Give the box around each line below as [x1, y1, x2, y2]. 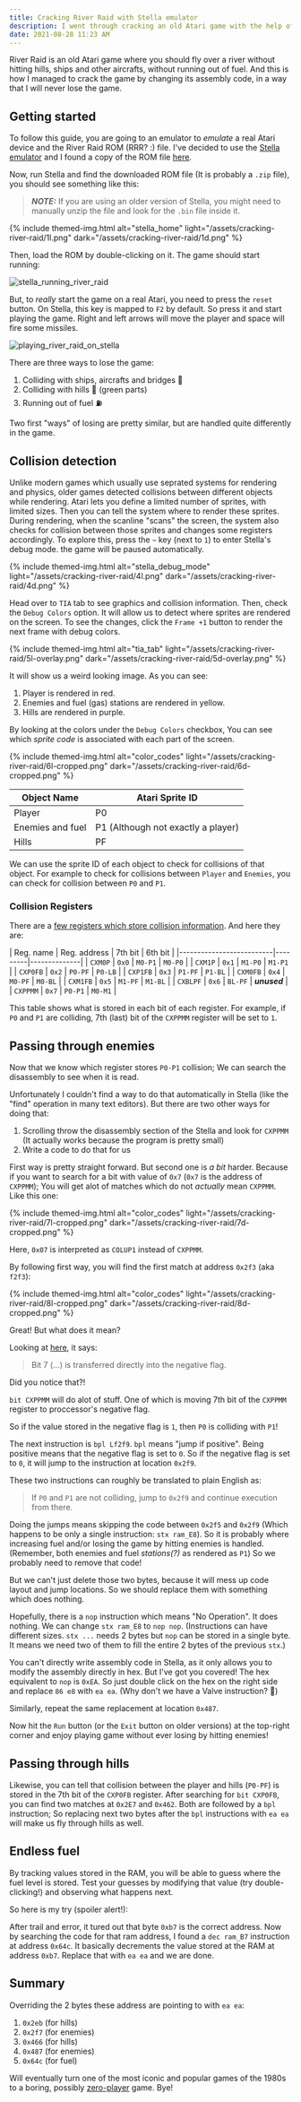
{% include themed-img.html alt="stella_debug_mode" [9, 561, 211, 572]
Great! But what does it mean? [9, 1325, 121, 1336]
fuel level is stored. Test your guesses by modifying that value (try [9, 1877, 254, 1888]
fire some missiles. [9, 323, 79, 333]
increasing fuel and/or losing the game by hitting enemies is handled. [9, 1538, 264, 1549]
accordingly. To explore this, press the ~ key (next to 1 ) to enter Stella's [9, 534, 271, 545]
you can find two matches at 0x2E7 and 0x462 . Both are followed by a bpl [9, 1798, 276, 1809]
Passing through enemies [9, 1038, 155, 1053]
